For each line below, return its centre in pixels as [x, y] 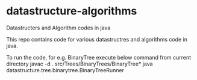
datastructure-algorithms [72, 11]
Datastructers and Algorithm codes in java [58, 28]
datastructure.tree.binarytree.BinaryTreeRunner [65, 70]
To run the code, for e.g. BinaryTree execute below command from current [99, 57]
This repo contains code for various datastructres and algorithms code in [97, 39]
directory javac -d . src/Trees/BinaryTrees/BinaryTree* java [80, 64]
